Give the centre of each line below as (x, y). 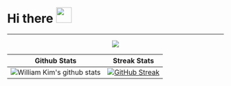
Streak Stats (133, 61)
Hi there (30, 19)
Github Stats (56, 61)
